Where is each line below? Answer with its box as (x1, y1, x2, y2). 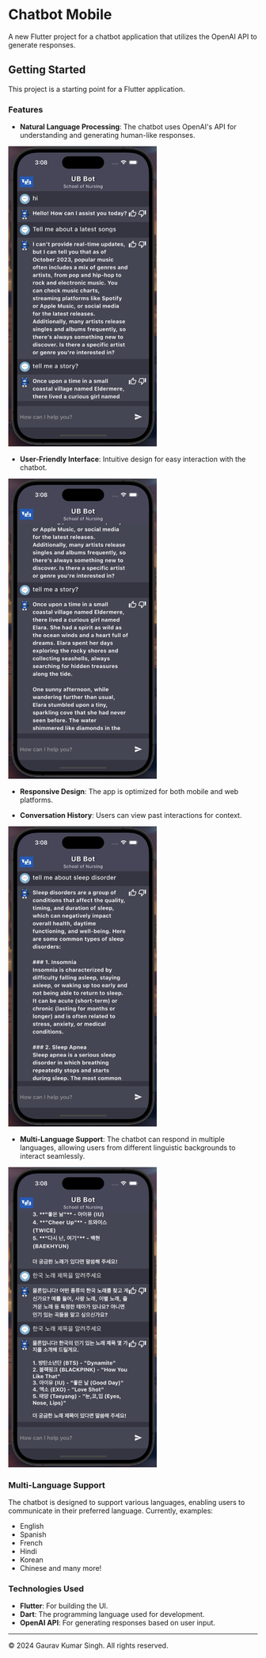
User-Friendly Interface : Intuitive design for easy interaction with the (19, 454, 246, 464)
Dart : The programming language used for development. (19, 1610, 205, 1619)
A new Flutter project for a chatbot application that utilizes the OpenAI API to (8, 32, 257, 41)
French (19, 1538, 44, 1547)
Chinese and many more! (19, 1563, 102, 1572)
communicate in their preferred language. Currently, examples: (8, 1506, 214, 1515)
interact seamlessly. (19, 1151, 85, 1160)
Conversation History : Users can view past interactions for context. (19, 810, 242, 819)
